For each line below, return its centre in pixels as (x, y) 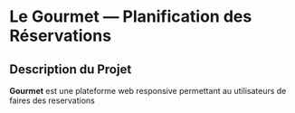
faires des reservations (52, 100)
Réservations (60, 36)
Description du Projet (71, 69)
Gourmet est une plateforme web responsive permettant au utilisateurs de (148, 91)
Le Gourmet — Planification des (131, 17)
